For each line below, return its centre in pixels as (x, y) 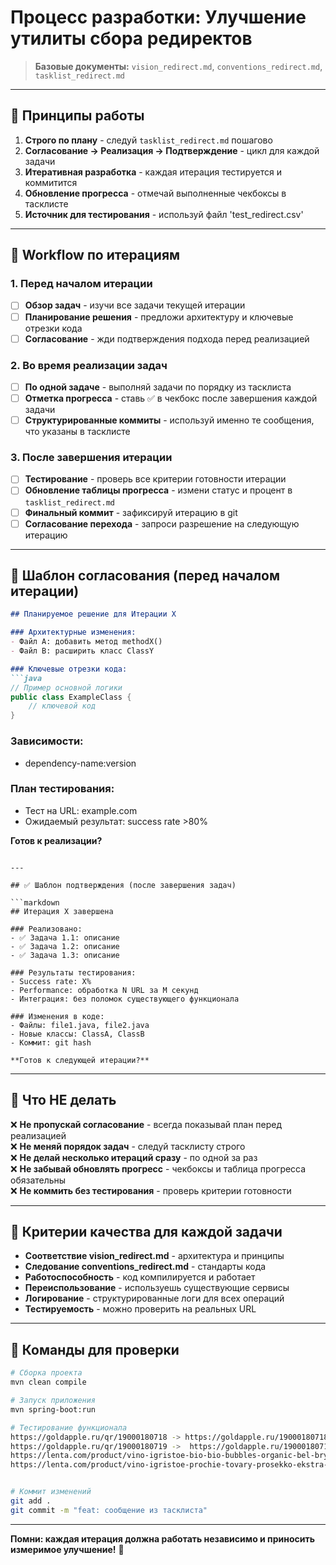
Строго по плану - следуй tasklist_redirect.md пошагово (148, 140)
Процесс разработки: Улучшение (158, 17)
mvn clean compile (48, 1382)
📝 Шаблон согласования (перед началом (145, 576)
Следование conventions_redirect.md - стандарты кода (145, 1267)
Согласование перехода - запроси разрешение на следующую (162, 523)
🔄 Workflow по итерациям (95, 255)
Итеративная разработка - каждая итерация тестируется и (153, 172)
